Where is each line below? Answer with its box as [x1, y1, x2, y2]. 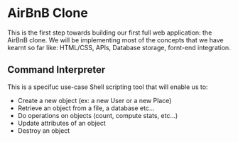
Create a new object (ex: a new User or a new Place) [17, 96, 172, 105]
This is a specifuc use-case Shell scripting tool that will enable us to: [7, 83, 208, 91]
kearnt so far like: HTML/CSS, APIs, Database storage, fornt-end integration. [7, 43, 231, 52]
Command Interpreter [7, 64, 106, 76]
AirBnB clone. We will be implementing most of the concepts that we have [7, 35, 224, 44]
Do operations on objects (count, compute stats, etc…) [17, 111, 178, 119]
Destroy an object [17, 126, 70, 135]
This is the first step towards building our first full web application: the [7, 28, 212, 37]
